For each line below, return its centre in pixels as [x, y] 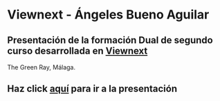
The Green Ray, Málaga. [42, 67]
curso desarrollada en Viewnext [77, 50]
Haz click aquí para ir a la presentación [92, 89]
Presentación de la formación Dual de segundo [110, 40]
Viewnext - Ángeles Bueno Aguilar [108, 15]
